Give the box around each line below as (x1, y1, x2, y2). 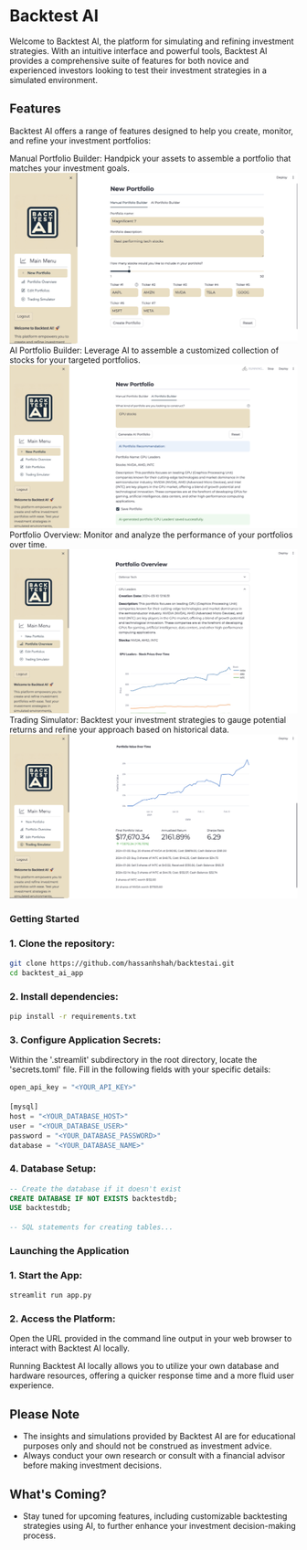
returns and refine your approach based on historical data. (9, 724, 230, 735)
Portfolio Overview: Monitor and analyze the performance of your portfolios (9, 529, 293, 540)
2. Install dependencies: (9, 990, 119, 1003)
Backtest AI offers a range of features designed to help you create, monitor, (9, 125, 294, 136)
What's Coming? (9, 1486, 107, 1502)
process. (22, 1530, 57, 1541)
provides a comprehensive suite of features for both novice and (9, 55, 249, 66)
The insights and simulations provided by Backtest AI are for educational (22, 1431, 296, 1442)
